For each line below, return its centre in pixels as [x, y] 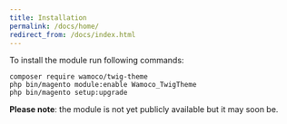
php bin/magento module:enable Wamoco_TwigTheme [103, 85]
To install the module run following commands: [97, 61]
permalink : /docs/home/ [54, 26]
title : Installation [49, 18]
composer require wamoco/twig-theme [79, 77]
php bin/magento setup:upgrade [69, 93]
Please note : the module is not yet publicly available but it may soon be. [144, 110]
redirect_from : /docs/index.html [73, 34]
